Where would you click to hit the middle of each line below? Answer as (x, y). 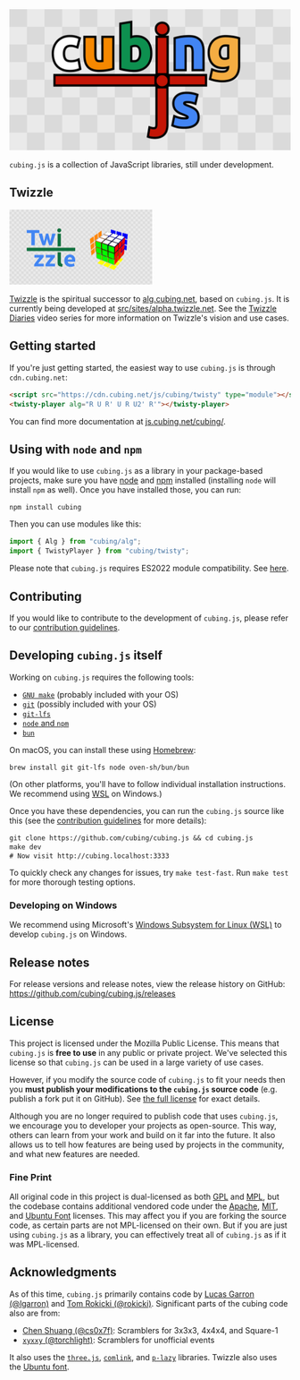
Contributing (46, 596)
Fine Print (30, 1177)
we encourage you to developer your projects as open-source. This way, (143, 1125)
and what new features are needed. (75, 1153)
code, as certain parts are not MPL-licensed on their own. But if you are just (148, 1225)
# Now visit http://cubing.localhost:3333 (89, 856)
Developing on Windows (63, 905)
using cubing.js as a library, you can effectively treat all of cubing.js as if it (148, 1235)
